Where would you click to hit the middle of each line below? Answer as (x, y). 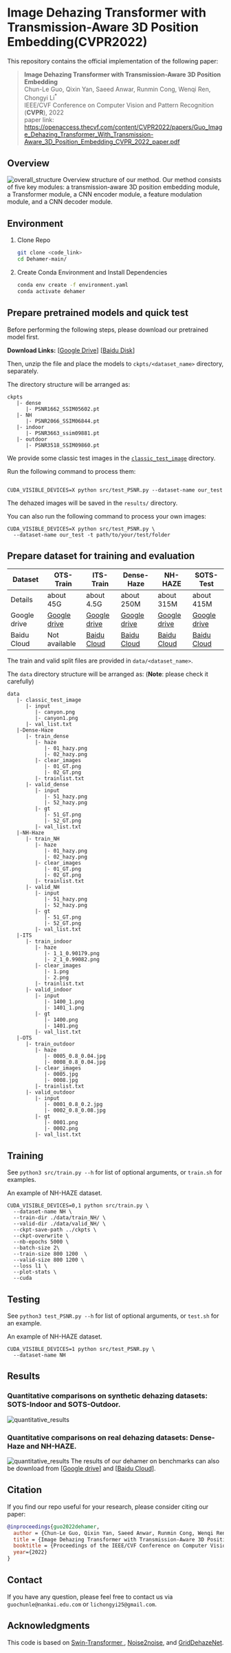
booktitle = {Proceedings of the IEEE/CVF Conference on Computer (110, 1546)
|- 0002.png (61, 1129)
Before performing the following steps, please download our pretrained (108, 330)
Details (22, 600)
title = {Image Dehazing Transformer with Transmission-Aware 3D (109, 1539)
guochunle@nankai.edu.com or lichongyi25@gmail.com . (82, 1604)
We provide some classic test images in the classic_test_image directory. (111, 458)
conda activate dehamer (51, 291)
